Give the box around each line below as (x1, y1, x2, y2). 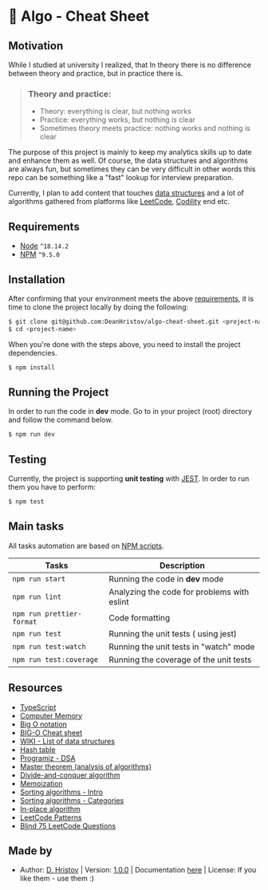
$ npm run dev (8, 431, 56, 439)
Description (159, 560, 205, 571)
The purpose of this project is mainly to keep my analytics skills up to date (8, 148, 252, 157)
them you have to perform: (8, 482, 97, 492)
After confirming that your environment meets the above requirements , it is (8, 293, 254, 303)
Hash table (19, 745, 56, 754)
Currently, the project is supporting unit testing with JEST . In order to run (8, 474, 250, 483)
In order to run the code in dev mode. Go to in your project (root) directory (8, 407, 253, 416)
